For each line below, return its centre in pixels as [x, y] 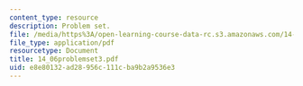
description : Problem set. [60, 26]
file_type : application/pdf [62, 43]
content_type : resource [54, 17]
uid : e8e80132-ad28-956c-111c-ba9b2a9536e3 [92, 68]
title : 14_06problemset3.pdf [64, 59]
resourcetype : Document [54, 51]
